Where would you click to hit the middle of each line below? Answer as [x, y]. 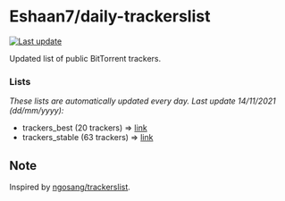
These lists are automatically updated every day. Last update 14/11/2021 [142, 101]
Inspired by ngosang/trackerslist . [70, 187]
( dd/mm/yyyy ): [37, 111]
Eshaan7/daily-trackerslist [110, 17]
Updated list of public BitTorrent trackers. [85, 58]
